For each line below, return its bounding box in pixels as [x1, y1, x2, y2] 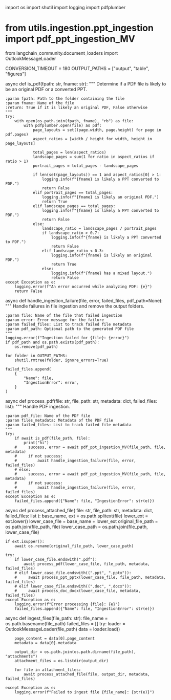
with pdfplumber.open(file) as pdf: [24, 123, 102, 128]
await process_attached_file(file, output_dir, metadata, [24, 671, 150, 677]
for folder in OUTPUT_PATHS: [5, 353, 68, 358]
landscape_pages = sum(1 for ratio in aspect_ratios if [32, 154, 155, 159]
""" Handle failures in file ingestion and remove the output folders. [5, 303, 145, 309]
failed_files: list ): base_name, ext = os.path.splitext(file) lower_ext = [5, 513, 148, 519]
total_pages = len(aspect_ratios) [32, 149, 106, 155]
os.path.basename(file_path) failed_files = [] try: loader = [5, 620, 125, 626]
